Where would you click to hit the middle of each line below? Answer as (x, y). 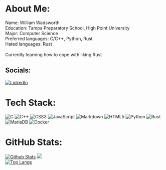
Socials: (18, 70)
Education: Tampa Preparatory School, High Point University (67, 28)
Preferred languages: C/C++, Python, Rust (49, 39)
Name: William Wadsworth (33, 23)
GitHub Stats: (34, 142)
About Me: (28, 9)
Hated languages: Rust (29, 44)
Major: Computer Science (32, 33)
